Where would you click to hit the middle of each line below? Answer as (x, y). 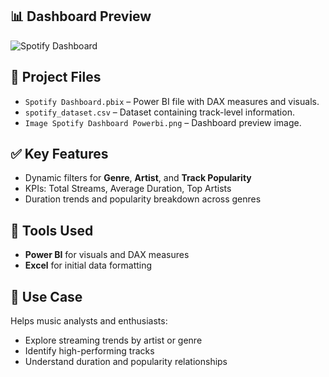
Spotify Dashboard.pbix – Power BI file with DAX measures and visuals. (172, 101)
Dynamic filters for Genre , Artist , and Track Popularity (138, 178)
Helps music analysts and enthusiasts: (89, 321)
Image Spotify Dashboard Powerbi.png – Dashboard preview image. (163, 122)
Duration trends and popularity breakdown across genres (143, 199)
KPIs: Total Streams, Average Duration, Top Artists (128, 189)
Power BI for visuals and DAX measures (107, 255)
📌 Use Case (46, 296)
